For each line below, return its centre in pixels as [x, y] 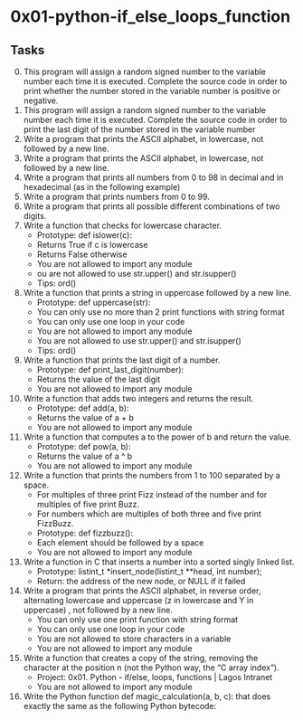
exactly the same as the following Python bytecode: [120, 706]
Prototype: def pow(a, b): [84, 446]
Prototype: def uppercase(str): [94, 302]
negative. [41, 100]
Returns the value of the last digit [99, 379]
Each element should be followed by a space [120, 543]
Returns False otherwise [82, 254]
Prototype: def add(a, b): [83, 408]
